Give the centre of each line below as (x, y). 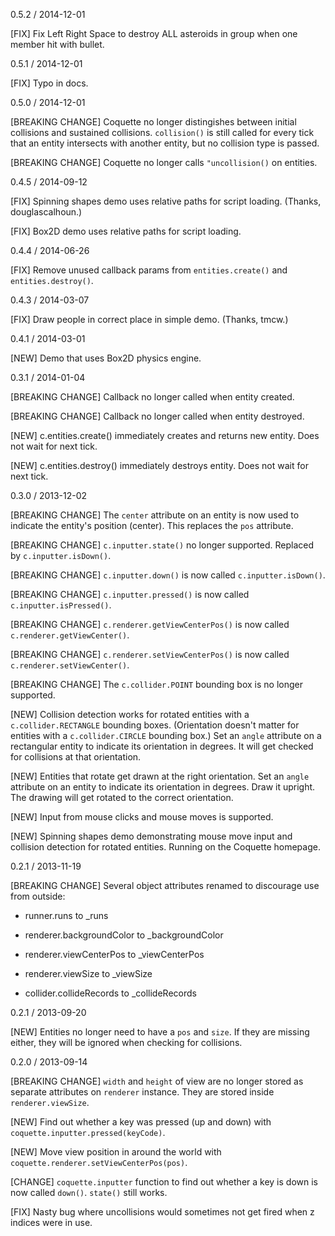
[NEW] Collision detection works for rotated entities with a (130, 714)
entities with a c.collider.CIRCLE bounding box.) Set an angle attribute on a (166, 735)
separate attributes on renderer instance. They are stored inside (142, 1092)
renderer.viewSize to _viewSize (88, 973)
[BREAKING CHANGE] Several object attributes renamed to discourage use (165, 885)
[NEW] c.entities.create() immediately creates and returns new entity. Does (165, 435)
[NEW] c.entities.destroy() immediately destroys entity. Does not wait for (159, 465)
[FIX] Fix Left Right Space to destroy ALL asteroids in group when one (154, 33)
